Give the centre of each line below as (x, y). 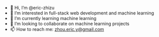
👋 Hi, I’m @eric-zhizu (32, 8)
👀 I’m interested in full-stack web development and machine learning (82, 13)
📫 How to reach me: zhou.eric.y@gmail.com (57, 29)
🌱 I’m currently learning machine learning (53, 18)
